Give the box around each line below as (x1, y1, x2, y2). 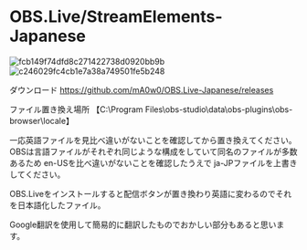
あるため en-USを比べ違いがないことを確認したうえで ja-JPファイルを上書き (9, 157, 298, 168)
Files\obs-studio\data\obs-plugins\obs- (144, 103, 293, 115)
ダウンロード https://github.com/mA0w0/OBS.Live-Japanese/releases (9, 84, 274, 95)
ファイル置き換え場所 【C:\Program (9, 103, 143, 115)
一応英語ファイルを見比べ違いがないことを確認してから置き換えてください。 (9, 134, 297, 145)
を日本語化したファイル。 (9, 199, 106, 211)
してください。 (9, 169, 66, 180)
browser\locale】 (9, 115, 75, 126)
